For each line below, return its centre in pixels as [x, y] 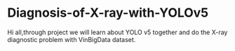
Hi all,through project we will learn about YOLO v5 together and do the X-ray [117, 32]
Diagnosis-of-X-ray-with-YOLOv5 [108, 13]
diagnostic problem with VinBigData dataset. [72, 39]
